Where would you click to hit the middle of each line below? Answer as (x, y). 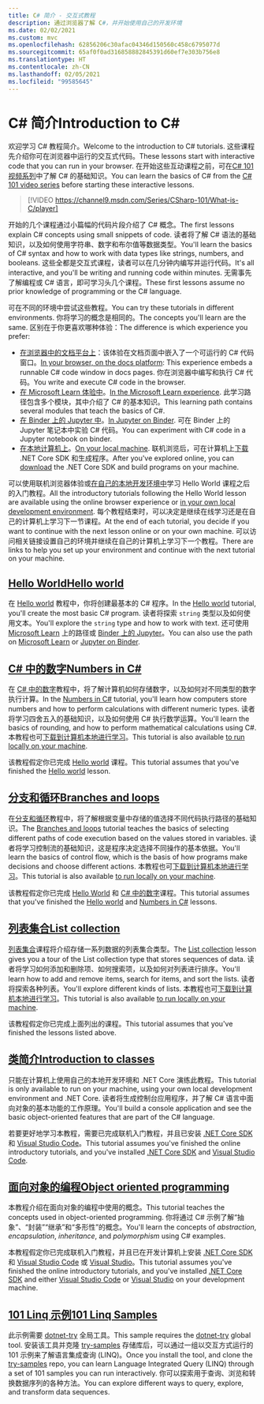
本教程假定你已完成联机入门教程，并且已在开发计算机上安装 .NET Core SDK (131, 1252)
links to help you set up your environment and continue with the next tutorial (132, 550)
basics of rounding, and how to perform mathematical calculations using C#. (132, 728)
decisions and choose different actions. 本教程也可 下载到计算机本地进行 (125, 866)
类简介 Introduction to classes (82, 1059)
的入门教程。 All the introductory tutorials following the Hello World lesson (127, 494)
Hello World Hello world (66, 583)
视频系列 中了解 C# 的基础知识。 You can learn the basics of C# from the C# (130, 176)
